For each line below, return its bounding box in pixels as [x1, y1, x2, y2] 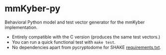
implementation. [4, 24, 38, 30]
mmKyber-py [4, 3, 61, 14]
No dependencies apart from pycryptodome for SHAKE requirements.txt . [11, 44, 162, 50]
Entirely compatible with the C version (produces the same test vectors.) [11, 34, 161, 40]
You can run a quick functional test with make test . [11, 39, 116, 45]
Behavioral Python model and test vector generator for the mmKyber [4, 19, 145, 25]
